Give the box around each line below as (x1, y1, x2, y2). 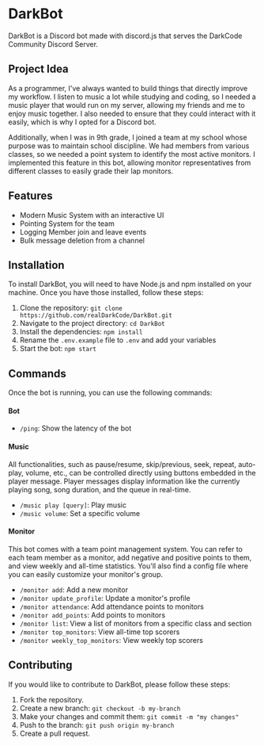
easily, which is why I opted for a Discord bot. (8, 117, 157, 127)
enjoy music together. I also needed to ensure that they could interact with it (8, 109, 256, 118)
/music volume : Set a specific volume (19, 508, 141, 518)
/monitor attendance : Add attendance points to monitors (19, 602, 204, 611)
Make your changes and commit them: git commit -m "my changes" (19, 711, 239, 721)
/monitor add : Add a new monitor (19, 584, 129, 595)
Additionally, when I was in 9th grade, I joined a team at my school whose (8, 132, 247, 142)
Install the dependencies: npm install (19, 327, 143, 337)
